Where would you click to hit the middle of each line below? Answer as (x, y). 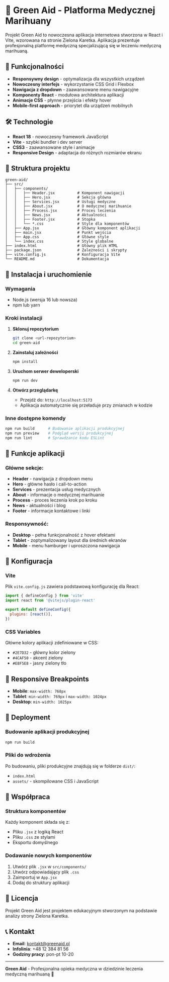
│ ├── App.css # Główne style (57, 237)
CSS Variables (23, 632)
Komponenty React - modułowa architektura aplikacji (68, 94)
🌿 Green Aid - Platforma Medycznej (80, 10)
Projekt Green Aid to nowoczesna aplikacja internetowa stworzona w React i (84, 35)
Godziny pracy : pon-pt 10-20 (43, 954)
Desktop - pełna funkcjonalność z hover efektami (64, 535)
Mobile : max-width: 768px (39, 691)
